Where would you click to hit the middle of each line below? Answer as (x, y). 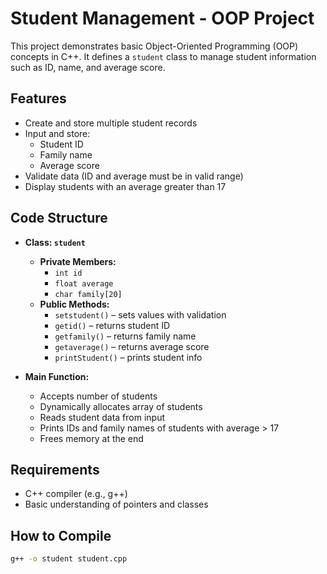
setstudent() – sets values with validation (140, 314)
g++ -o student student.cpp (69, 559)
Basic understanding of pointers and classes (116, 504)
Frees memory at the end (91, 438)
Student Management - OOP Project (162, 18)
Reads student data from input (102, 417)
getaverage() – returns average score (132, 346)
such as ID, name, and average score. (88, 67)
